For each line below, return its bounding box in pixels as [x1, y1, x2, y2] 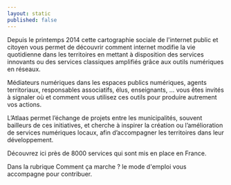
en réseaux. [7, 65, 41, 73]
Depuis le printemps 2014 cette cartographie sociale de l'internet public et [7, 35, 219, 43]
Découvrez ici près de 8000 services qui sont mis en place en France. [7, 149, 207, 157]
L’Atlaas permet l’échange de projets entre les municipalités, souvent [7, 113, 203, 121]
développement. [7, 135, 54, 144]
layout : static [7, 10, 51, 17]
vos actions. [7, 100, 42, 108]
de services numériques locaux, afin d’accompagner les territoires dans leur [7, 128, 225, 137]
